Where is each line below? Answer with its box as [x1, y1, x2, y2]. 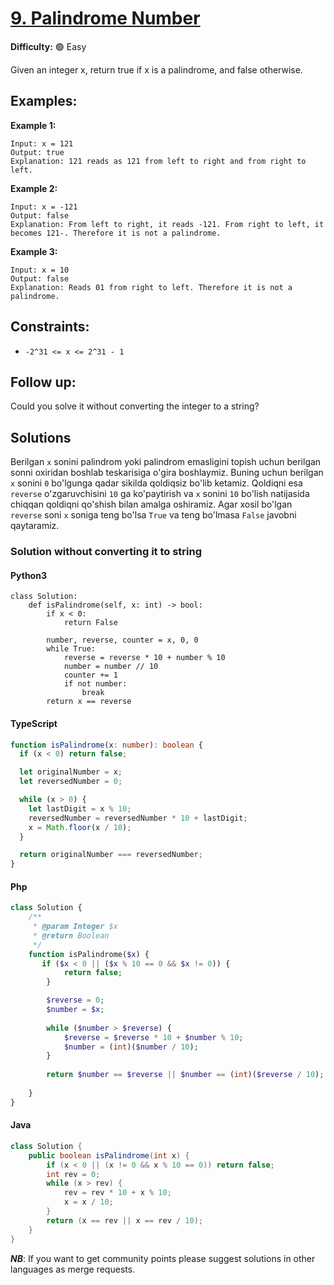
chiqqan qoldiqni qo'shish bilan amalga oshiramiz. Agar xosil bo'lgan [10, 498, 293, 511]
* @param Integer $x [32, 922, 118, 932]
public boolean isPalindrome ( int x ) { [28, 1150, 190, 1161]
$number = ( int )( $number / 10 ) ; [63, 1042, 199, 1052]
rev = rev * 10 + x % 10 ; [63, 1188, 172, 1198]
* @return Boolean [32, 930, 110, 941]
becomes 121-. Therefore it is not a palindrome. [10, 228, 222, 238]
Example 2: [10, 182, 58, 194]
